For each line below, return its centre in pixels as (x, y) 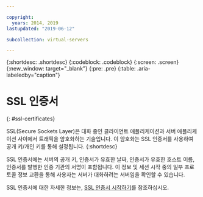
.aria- (144, 69)
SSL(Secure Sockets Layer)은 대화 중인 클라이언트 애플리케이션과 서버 (91, 131)
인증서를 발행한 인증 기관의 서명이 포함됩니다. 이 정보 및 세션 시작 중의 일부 (95, 167)
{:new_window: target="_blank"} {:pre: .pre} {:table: (71, 69)
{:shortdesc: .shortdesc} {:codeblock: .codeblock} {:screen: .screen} (93, 62)
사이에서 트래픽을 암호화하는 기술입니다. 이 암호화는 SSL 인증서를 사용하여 (105, 139)
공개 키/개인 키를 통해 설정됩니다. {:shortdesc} (62, 147)
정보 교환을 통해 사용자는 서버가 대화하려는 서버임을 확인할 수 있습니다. (101, 175)
